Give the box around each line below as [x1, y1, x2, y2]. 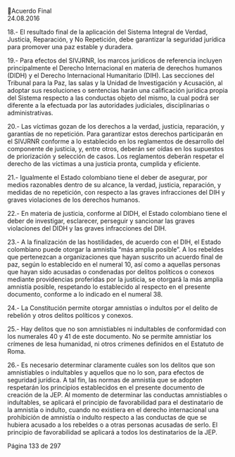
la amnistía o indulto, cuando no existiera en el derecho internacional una [7, 406, 220, 414]
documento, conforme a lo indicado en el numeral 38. [7, 290, 163, 298]
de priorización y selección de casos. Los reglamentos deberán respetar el [7, 152, 224, 160]
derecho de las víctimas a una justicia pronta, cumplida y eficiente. [7, 160, 201, 168]
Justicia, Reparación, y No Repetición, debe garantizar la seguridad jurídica [7, 35, 226, 44]
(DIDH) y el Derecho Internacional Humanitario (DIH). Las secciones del [7, 71, 215, 79]
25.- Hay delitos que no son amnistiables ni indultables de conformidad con [7, 325, 227, 333]
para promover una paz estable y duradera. [7, 43, 134, 51]
